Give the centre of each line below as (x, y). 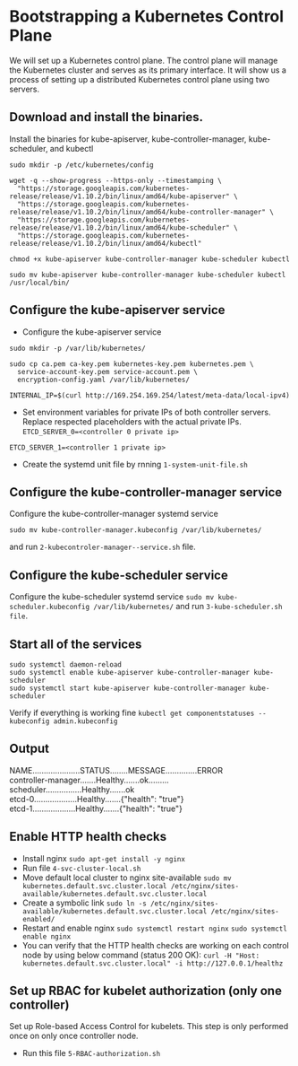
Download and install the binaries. (106, 117)
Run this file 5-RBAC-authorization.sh (91, 1053)
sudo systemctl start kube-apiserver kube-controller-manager (128, 688)
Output (29, 749)
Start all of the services (76, 644)
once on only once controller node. (74, 1036)
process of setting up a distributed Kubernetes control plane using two (140, 79)
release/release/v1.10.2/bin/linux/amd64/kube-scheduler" (119, 227)
